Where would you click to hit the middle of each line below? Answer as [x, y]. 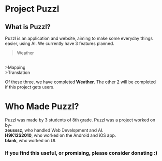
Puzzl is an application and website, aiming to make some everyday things [79, 38]
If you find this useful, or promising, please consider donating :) [81, 153]
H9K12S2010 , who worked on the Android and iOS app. [60, 135]
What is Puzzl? [28, 27]
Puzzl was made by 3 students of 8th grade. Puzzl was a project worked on [80, 120]
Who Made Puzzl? [42, 107]
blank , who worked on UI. [31, 140]
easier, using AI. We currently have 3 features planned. [60, 44]
